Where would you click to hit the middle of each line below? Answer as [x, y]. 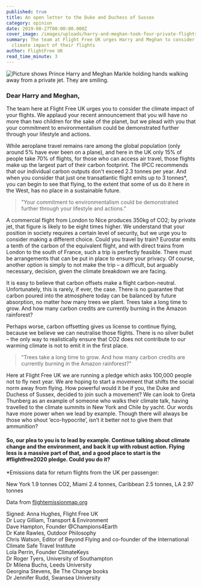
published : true [26, 12]
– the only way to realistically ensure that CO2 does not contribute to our [96, 339]
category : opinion [29, 23]
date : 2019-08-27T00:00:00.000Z [47, 29]
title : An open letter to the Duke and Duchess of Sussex [80, 17]
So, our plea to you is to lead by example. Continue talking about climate [98, 440]
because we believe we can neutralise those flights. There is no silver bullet [100, 333]
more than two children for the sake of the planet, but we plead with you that [101, 121]
